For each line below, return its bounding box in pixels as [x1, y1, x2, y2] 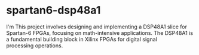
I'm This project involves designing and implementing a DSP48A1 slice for [6, 23, 187, 30]
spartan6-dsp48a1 [6, 4, 101, 17]
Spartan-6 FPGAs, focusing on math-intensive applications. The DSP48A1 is [6, 29, 193, 36]
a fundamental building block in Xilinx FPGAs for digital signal [6, 35, 157, 43]
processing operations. [6, 42, 63, 49]
